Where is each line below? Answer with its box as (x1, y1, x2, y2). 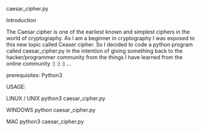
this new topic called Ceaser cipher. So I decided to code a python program (6, 41, 193, 48)
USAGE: (6, 83, 26, 90)
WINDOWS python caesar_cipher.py (6, 106, 96, 113)
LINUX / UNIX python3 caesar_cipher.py (6, 95, 106, 102)
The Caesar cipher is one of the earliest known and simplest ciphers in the (6, 28, 190, 35)
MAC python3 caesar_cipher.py (6, 118, 84, 125)
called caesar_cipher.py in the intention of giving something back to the (6, 47, 183, 54)
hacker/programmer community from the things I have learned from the (6, 54, 183, 60)
